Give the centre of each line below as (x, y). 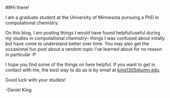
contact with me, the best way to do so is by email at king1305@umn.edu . (83, 70)
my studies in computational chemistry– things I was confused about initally (85, 38)
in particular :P (21, 54)
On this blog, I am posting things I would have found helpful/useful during (83, 33)
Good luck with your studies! (35, 80)
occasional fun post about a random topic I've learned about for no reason (84, 49)
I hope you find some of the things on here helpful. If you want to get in (80, 64)
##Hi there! (17, 7)
